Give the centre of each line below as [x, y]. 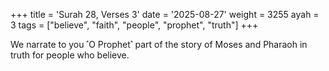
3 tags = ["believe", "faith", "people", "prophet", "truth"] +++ [134, 25]
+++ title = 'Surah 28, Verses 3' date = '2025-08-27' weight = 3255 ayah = [165, 14]
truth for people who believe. [70, 55]
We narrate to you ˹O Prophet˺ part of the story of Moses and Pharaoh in [159, 44]
